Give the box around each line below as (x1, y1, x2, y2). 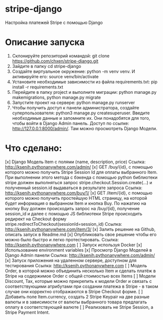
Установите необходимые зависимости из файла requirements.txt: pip (12, 79, 158, 85)
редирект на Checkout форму (5, 216, 67, 222)
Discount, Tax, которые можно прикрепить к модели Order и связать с (5, 278, 152, 284)
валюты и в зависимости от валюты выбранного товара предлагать (5, 299, 147, 305)
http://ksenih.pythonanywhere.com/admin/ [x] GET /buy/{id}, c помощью (5, 164, 153, 170)
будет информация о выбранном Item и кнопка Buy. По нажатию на (5, 200, 146, 206)
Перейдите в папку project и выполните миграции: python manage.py (12, 89, 157, 95)
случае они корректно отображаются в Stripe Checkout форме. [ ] (5, 288, 143, 294)
